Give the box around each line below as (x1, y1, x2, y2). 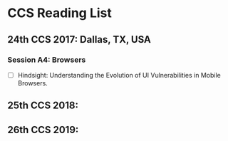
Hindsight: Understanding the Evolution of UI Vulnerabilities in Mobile (17, 70, 221, 79)
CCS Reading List (7, 5, 112, 21)
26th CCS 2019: (7, 123, 79, 136)
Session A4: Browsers (7, 55, 86, 65)
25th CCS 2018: (7, 100, 78, 112)
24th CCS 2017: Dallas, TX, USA (7, 33, 151, 46)
